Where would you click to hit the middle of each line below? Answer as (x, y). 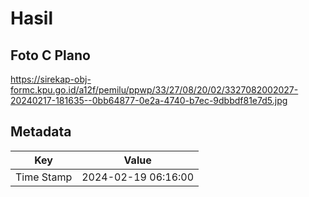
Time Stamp (44, 177)
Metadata (41, 132)
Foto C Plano (50, 55)
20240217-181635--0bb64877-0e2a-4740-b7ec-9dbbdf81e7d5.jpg (149, 100)
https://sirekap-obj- (51, 79)
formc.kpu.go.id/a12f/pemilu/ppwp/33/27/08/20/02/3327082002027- (154, 90)
